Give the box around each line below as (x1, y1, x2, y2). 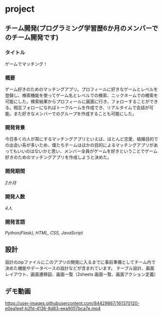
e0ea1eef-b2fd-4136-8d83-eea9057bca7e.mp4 (5, 305, 101, 311)
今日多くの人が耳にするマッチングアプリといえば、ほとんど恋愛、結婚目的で (5, 136, 159, 142)
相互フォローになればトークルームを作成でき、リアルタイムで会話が (13, 105, 149, 111)
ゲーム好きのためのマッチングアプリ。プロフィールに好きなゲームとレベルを (5, 86, 158, 92)
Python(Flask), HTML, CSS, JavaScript (5, 230, 83, 236)
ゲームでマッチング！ (5, 61, 48, 67)
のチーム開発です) (5, 33, 59, 41)
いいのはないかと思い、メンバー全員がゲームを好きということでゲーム (17, 148, 158, 154)
